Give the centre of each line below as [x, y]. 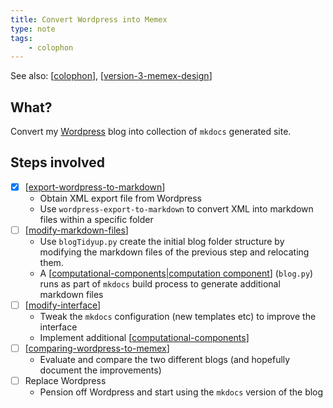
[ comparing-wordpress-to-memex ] [97, 348]
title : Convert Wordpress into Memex [89, 19]
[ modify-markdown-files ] [76, 230]
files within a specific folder [96, 219]
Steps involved [58, 162]
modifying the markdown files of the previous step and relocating [174, 252]
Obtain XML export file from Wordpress [121, 198]
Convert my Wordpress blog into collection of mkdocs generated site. [151, 132]
